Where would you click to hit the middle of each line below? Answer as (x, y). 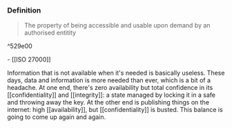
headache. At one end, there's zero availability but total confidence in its (110, 88)
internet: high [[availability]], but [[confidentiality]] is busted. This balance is (115, 110)
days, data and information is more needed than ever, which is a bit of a (109, 80)
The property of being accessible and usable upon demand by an (117, 26)
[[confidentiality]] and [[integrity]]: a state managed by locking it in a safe (112, 95)
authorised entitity (50, 33)
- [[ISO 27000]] (29, 60)
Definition (24, 10)
